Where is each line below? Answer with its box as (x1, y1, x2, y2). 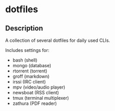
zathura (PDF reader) (12, 100, 57, 106)
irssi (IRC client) (12, 79, 46, 85)
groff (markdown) (12, 73, 50, 79)
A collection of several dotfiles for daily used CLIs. (5, 37, 110, 43)
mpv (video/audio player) (12, 84, 65, 90)
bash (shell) (12, 57, 37, 63)
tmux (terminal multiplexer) (12, 95, 69, 101)
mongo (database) (12, 63, 52, 68)
